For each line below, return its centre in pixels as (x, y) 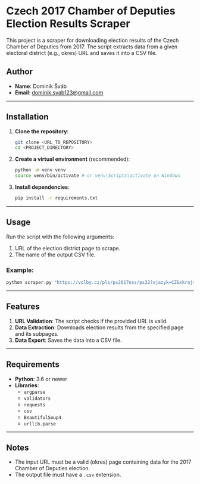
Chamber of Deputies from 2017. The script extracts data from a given (92, 47)
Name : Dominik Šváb (41, 86)
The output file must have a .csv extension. (68, 475)
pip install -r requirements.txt (56, 198)
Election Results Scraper (68, 24)
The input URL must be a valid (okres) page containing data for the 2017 (103, 462)
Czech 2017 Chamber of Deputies (91, 11)
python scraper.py (29, 283)
